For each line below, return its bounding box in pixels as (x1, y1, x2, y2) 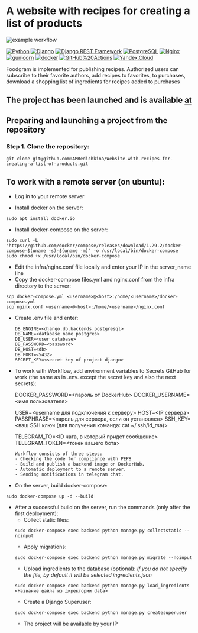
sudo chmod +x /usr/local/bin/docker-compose (6, 253, 120, 259)
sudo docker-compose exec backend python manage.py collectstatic (14, 528, 182, 534)
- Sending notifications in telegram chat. (14, 471, 124, 477)
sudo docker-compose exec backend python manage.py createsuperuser (14, 609, 187, 616)
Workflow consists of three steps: (14, 451, 103, 457)
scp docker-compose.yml (6, 293, 65, 299)
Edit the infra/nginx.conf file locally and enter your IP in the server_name (14, 263, 191, 270)
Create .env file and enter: (14, 314, 79, 321)
